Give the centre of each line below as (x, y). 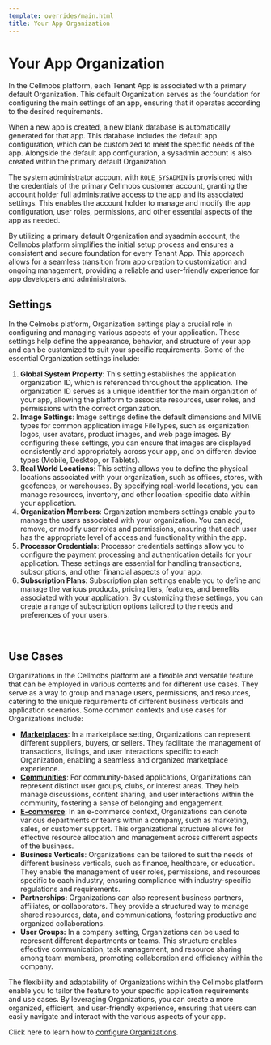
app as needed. (34, 220)
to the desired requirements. (56, 112)
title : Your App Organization (59, 23)
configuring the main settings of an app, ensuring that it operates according (135, 103)
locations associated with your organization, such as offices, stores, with (141, 478)
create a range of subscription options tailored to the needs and (126, 606)
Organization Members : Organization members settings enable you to (138, 512)
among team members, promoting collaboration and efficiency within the (141, 958)
